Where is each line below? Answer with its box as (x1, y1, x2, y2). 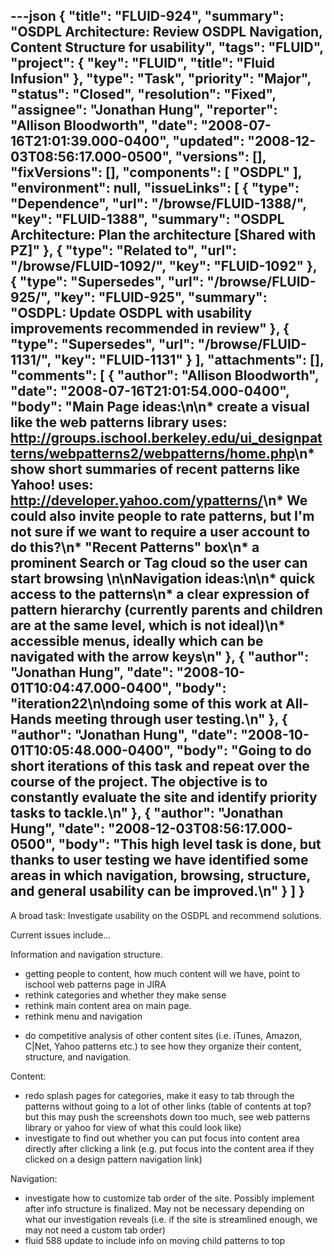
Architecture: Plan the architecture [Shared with (10, 227, 317, 244)
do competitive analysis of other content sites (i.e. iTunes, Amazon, (24, 1029, 303, 1041)
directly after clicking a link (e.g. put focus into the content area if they (24, 1142, 315, 1154)
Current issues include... (10, 929, 112, 941)
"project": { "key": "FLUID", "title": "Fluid (10, 55, 275, 72)
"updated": (172, 133, 245, 150)
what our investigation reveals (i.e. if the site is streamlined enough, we (24, 1213, 318, 1225)
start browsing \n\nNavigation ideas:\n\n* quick (10, 570, 316, 588)
